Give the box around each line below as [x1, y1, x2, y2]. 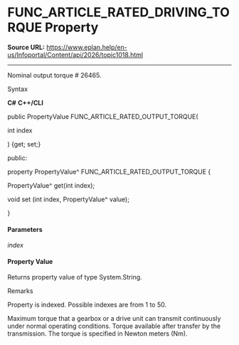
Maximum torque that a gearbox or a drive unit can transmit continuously [7, 314, 221, 323]
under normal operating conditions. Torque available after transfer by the [7, 322, 221, 331]
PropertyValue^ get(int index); [7, 181, 95, 189]
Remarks [7, 287, 33, 295]
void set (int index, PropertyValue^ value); [7, 195, 130, 203]
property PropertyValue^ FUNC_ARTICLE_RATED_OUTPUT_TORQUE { [7, 167, 211, 176]
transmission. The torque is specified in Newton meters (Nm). [7, 329, 188, 338]
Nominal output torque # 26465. [7, 70, 102, 79]
